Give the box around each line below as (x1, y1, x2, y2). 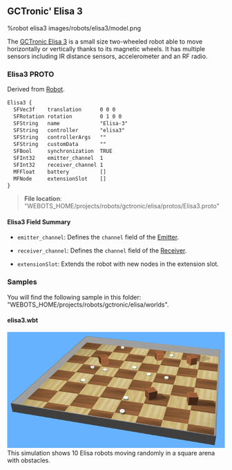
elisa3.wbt (7, 316, 39, 325)
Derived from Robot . (7, 85, 65, 93)
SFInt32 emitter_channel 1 (13, 155, 104, 162)
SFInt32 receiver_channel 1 (13, 162, 104, 169)
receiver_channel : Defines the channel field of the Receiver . (17, 246, 187, 255)
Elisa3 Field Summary (7, 217, 71, 226)
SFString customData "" (13, 141, 107, 148)
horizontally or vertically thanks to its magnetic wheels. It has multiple (7, 44, 206, 53)
